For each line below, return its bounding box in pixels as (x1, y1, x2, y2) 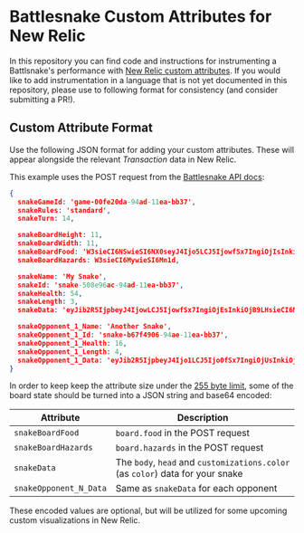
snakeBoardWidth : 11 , (17, 239, 100, 248)
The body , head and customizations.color (115, 456, 290, 469)
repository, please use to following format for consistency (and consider (9, 84, 279, 95)
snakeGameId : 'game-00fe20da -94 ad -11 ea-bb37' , (17, 197, 196, 206)
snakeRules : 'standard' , (17, 205, 111, 214)
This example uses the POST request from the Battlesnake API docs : (9, 171, 265, 182)
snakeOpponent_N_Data (14, 483, 107, 494)
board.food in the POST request (115, 427, 251, 440)
